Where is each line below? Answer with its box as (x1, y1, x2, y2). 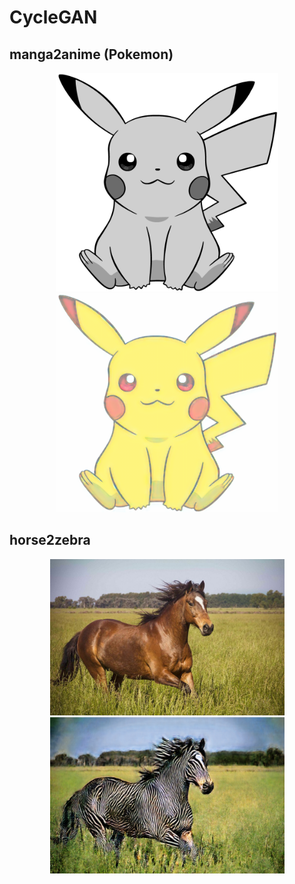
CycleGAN (9, 6, 98, 29)
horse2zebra (9, 532, 91, 549)
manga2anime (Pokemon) (9, 46, 174, 63)
